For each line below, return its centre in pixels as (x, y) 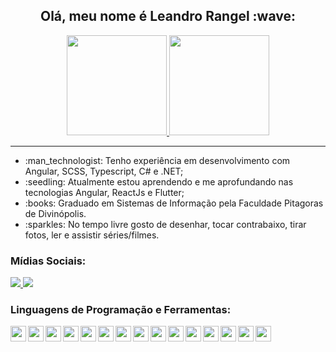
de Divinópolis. (55, 213)
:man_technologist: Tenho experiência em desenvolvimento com (157, 160)
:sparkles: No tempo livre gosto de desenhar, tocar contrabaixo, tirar (165, 224)
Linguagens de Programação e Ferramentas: (121, 310)
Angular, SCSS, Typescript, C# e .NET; (104, 171)
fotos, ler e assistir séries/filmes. (92, 235)
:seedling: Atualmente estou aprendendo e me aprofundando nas (159, 181)
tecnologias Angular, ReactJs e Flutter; (104, 192)
